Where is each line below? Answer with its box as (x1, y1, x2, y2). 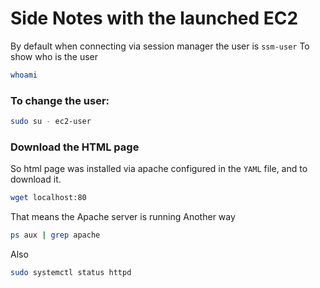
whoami (10, 70, 38, 80)
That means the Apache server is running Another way (10, 211, 236, 223)
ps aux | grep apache (10, 230, 101, 241)
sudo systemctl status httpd (10, 268, 132, 278)
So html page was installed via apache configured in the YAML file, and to (10, 163, 308, 175)
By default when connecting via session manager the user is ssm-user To (10, 40, 310, 52)
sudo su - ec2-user (10, 117, 92, 127)
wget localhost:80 (10, 193, 87, 203)
